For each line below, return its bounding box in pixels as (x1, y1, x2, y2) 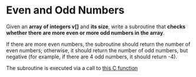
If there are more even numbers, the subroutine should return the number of (6, 41, 191, 48)
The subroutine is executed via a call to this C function (6, 64, 138, 71)
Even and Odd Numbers (6, 4, 125, 17)
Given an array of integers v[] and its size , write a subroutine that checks (6, 23, 186, 30)
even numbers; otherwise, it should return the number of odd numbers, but (6, 46, 188, 53)
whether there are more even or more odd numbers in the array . (6, 29, 165, 36)
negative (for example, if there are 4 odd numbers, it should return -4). (6, 53, 178, 60)
